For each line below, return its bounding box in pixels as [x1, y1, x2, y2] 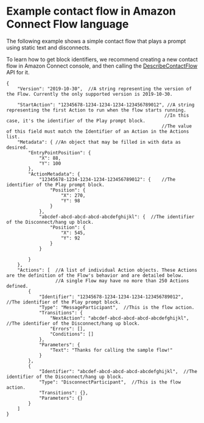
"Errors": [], [49, 325, 86, 332]
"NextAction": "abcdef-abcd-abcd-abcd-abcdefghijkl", [49, 315, 189, 321]
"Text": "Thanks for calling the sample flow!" [49, 347, 173, 353]
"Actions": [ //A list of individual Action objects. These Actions [17, 267, 198, 273]
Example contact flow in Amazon [6, 4, 177, 18]
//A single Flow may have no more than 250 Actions [55, 277, 189, 284]
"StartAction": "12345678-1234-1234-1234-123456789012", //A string [17, 102, 195, 108]
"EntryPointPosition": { [28, 149, 91, 156]
